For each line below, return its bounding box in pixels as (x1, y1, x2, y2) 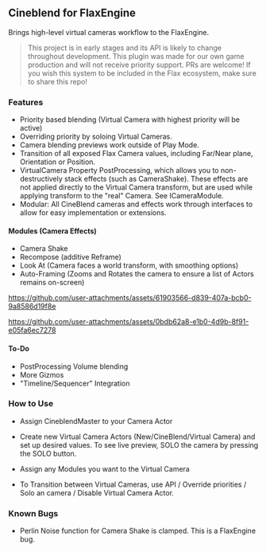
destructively (19, 174, 64, 184)
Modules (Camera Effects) (8, 226, 97, 236)
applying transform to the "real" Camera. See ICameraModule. (19, 191, 224, 201)
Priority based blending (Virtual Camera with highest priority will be (19, 115, 241, 124)
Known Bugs (8, 507, 59, 519)
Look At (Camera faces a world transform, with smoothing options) (19, 260, 239, 270)
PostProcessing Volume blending (19, 362, 129, 371)
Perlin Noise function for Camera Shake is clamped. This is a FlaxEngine (19, 526, 256, 536)
